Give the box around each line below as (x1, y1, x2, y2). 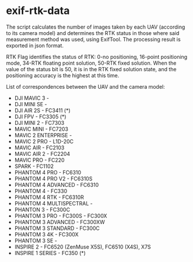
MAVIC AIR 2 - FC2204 (14, 150, 71, 157)
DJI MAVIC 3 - (14, 95, 50, 102)
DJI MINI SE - (14, 100, 48, 107)
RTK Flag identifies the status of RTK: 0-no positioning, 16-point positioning (6, 53, 188, 60)
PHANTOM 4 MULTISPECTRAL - (14, 200, 93, 207)
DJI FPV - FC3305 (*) (14, 113, 66, 120)
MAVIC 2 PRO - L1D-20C (14, 138, 74, 145)
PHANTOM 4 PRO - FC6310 (14, 169, 82, 176)
